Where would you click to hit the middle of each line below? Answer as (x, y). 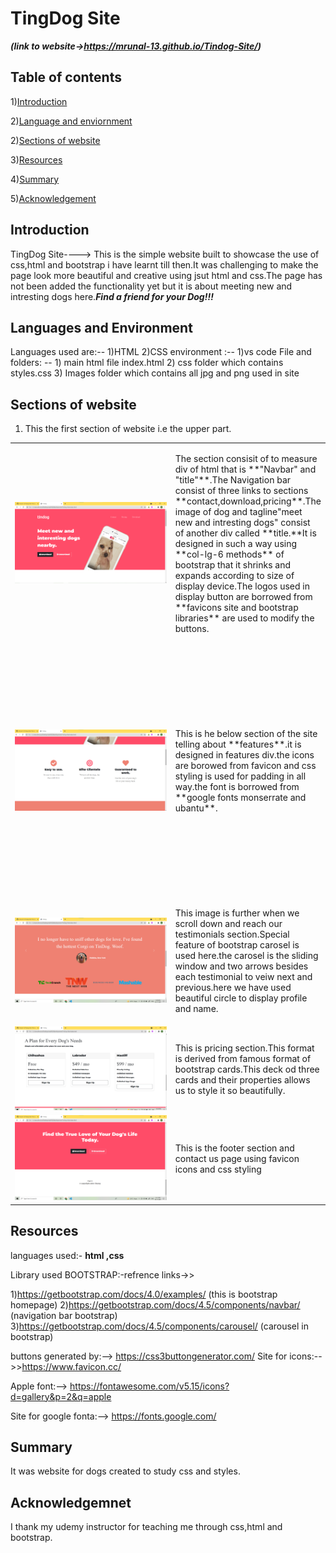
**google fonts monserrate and (240, 798)
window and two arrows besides (241, 966)
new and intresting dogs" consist (242, 522)
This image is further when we (237, 913)
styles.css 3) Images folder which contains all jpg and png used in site (155, 373)
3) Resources (36, 159)
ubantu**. (196, 808)
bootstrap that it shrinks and (233, 564)
